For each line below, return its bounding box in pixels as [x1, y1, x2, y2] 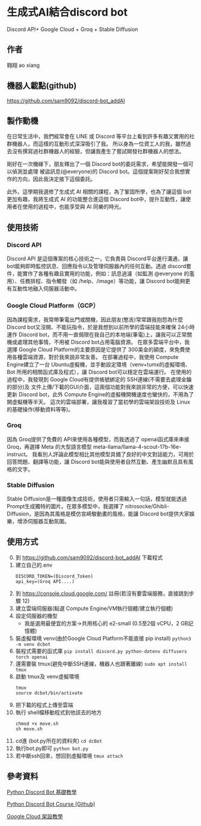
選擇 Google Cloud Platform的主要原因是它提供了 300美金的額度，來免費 [7, 346, 185, 353]
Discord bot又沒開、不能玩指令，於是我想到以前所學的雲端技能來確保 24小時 [7, 324, 195, 331]
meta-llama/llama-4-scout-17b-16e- [92, 443, 181, 450]
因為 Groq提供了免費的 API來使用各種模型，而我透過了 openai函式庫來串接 [7, 435, 190, 443]
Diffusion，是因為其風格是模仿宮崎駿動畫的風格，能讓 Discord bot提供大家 [7, 510, 190, 517]
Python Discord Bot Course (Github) [7, 800, 95, 807]
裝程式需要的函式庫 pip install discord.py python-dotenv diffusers [15, 647, 187, 654]
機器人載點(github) [7, 81, 77, 91]
